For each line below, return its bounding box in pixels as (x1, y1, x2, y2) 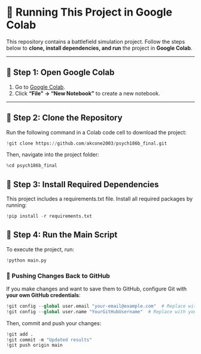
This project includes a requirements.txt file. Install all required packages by (6, 195, 193, 203)
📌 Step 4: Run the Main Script (6, 230, 118, 240)
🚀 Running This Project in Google (6, 5, 172, 19)
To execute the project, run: (6, 245, 75, 253)
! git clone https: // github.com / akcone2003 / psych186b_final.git (6, 140, 167, 146)
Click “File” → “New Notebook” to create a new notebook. (14, 89, 160, 97)
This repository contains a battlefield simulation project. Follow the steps (6, 38, 185, 45)
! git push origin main (6, 342, 63, 349)
